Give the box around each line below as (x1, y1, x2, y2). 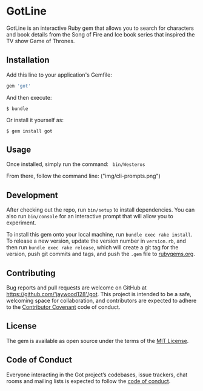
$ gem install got (6, 128, 53, 134)
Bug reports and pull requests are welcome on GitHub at (6, 284, 147, 291)
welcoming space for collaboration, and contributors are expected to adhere (6, 297, 197, 305)
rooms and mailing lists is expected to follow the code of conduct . (6, 377, 171, 384)
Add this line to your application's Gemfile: (6, 71, 112, 78)
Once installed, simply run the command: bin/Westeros (6, 161, 145, 168)
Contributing (6, 268, 56, 278)
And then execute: (6, 94, 52, 101)
